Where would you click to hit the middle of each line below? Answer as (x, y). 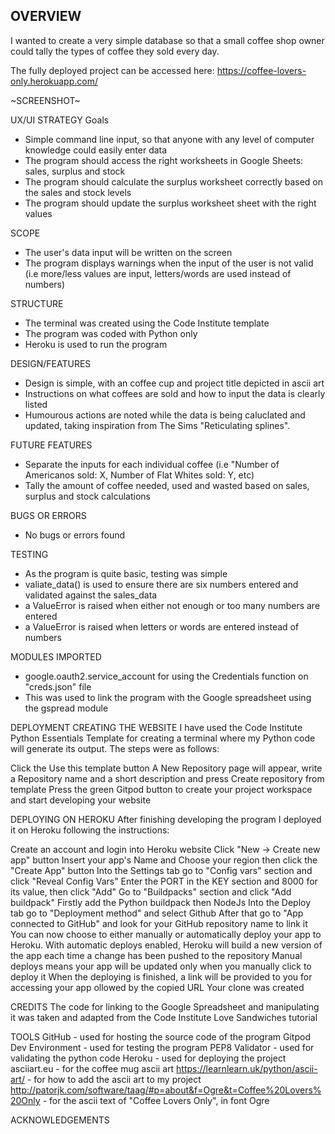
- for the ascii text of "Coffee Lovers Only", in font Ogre (156, 1100)
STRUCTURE (37, 303)
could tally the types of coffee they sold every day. (115, 51)
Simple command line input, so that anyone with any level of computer (169, 139)
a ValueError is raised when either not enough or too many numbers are (172, 605)
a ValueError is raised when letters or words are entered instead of (162, 626)
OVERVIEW (46, 16)
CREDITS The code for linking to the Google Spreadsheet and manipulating (165, 1006)
